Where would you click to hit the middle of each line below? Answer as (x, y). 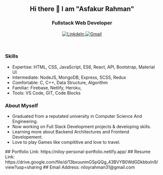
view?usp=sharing (24, 167)
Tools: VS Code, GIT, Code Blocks (46, 93)
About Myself (21, 106)
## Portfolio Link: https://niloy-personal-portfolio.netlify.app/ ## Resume (78, 152)
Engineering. (25, 121)
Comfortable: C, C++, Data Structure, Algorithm (60, 82)
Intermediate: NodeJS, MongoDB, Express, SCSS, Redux (69, 77)
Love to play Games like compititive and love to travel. (66, 142)
